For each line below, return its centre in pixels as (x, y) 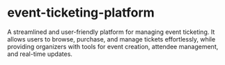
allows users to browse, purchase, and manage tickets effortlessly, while (111, 39)
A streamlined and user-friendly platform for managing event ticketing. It (111, 32)
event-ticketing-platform (81, 13)
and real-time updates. (40, 54)
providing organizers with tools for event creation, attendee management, (113, 46)
